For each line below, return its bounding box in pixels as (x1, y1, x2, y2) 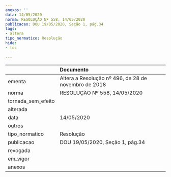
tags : (5, 26, 17, 31)
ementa (8, 78, 26, 85)
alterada (8, 105, 28, 113)
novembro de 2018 (60, 81, 106, 88)
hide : (5, 41, 17, 46)
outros (8, 122, 24, 129)
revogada (8, 147, 31, 154)
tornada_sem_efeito (8, 97, 55, 104)
